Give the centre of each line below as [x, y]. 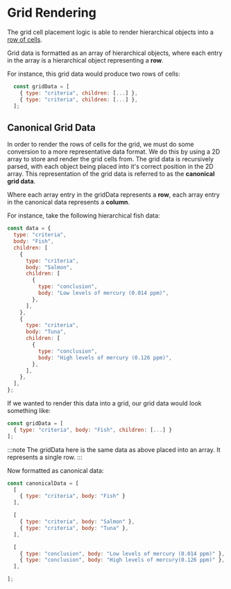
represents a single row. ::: [45, 457]
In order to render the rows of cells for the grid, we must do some [101, 145]
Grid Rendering [52, 13]
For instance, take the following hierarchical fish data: [84, 216]
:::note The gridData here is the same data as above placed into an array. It [114, 449]
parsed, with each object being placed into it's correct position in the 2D [110, 167]
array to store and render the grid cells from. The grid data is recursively [110, 159]
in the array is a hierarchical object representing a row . [86, 60]
